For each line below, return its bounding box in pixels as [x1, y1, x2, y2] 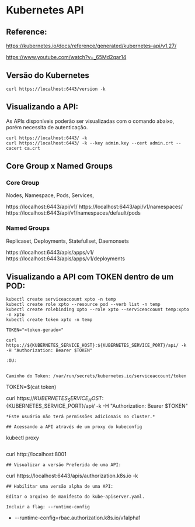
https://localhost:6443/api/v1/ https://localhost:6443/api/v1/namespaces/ [6, 203, 183, 211]
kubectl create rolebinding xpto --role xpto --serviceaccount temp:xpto [6, 306, 190, 313]
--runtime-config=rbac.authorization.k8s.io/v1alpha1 [14, 514, 141, 521]
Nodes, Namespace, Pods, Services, [6, 192, 95, 199]
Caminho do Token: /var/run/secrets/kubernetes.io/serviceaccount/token [6, 373, 187, 379]
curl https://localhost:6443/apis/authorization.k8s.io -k [6, 472, 138, 480]
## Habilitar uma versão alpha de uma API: [6, 484, 114, 490]
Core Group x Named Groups [6, 161, 113, 171]
